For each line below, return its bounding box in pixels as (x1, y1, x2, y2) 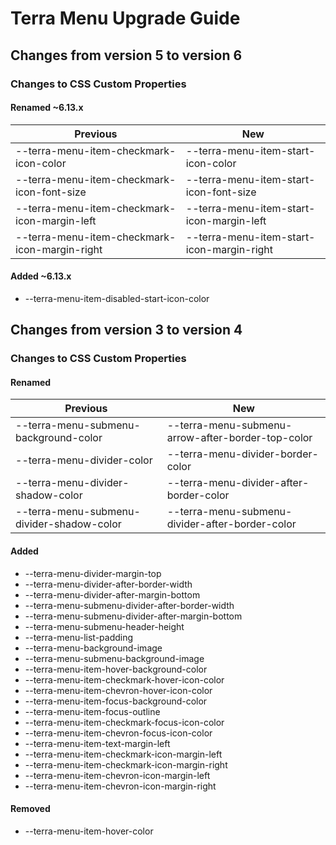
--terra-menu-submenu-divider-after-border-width (24, 599, 235, 611)
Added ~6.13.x (10, 270, 72, 282)
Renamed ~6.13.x (10, 102, 84, 114)
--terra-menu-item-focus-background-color (24, 695, 208, 707)
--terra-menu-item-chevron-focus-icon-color (24, 727, 213, 739)
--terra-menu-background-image (24, 642, 163, 654)
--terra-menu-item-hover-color (24, 825, 154, 837)
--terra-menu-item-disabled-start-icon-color (24, 292, 210, 304)
